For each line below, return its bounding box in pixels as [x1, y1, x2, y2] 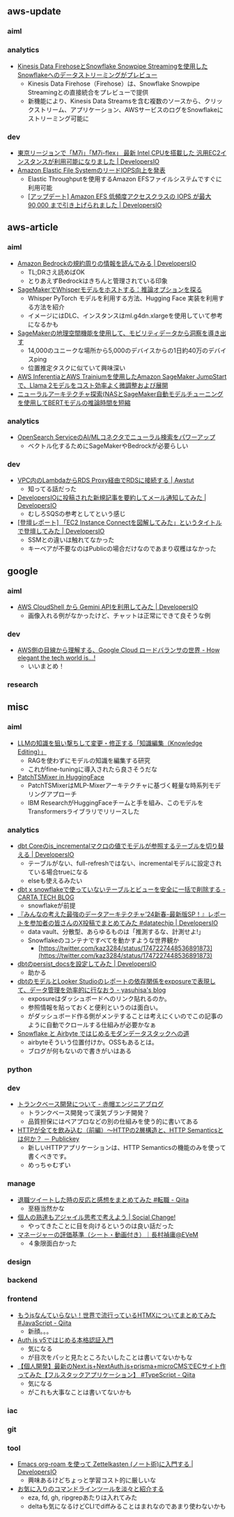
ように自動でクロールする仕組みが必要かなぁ [27, 1020, 157, 1029]
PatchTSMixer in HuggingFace [17, 772, 104, 781]
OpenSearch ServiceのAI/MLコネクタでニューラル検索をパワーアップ [17, 433, 216, 441]
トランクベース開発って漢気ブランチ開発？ [27, 1109, 150, 1117]
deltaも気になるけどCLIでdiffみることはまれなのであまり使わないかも [27, 1502, 226, 1510]
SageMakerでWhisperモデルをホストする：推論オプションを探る [17, 285, 203, 293]
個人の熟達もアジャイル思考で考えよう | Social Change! [17, 1213, 176, 1221]
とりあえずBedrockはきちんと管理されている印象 [27, 277, 169, 285]
